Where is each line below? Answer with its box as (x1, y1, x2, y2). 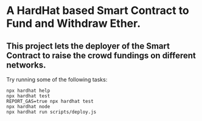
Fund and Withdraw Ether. (6, 16, 141, 30)
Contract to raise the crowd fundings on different (6, 50, 197, 61)
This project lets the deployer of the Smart (6, 41, 170, 51)
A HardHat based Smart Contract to (6, 4, 190, 18)
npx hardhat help (6, 88, 50, 94)
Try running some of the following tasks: (6, 76, 108, 83)
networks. (6, 60, 46, 70)
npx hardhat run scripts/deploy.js (6, 109, 97, 115)
